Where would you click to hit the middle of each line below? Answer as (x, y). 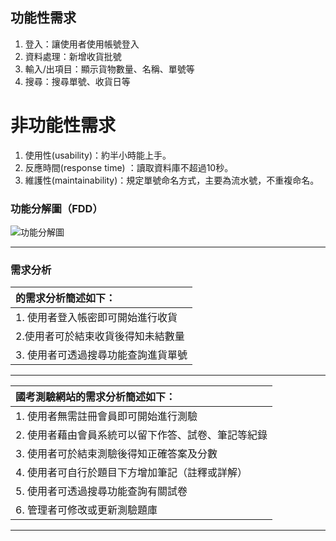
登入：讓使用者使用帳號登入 (82, 44)
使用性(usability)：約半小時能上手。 (98, 155)
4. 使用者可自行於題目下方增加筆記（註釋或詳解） (131, 473)
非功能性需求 (63, 125)
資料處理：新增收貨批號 (73, 56)
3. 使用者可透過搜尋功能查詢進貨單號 (101, 355)
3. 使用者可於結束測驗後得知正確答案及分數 (116, 454)
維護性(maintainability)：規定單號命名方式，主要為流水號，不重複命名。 (172, 180)
